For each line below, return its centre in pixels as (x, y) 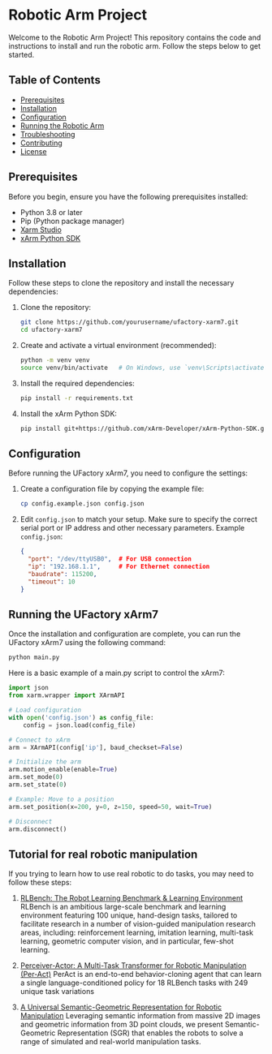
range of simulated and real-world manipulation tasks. (110, 1042)
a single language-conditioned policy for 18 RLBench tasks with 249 (134, 983)
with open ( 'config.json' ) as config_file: (81, 717)
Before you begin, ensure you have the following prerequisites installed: (128, 196)
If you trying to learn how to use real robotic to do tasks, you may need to (131, 874)
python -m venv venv (55, 360)
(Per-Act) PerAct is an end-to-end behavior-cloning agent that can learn (141, 974)
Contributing (41, 143)
